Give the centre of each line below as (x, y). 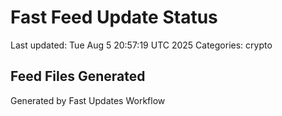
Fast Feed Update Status (114, 17)
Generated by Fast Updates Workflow (88, 100)
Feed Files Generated (78, 76)
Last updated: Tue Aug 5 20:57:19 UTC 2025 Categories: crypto (141, 45)
